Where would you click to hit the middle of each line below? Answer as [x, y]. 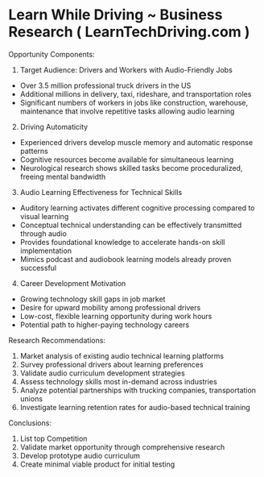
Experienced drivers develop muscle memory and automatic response [136, 142]
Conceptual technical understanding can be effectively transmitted [131, 225]
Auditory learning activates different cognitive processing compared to [137, 208]
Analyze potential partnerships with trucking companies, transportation [138, 390]
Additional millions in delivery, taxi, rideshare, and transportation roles [136, 93]
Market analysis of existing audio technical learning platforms [122, 355]
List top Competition [54, 438]
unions [31, 398]
